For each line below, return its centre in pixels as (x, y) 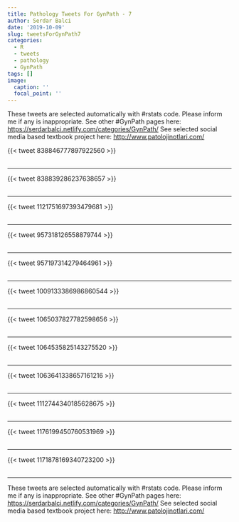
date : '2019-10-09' (36, 27)
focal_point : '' (38, 94)
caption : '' (32, 87)
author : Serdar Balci (39, 21)
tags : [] (20, 74)
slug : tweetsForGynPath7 (44, 34)
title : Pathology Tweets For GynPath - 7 (70, 14)
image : (17, 80)
